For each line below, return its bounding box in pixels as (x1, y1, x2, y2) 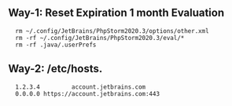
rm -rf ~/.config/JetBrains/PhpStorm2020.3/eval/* (15, 34, 185, 42)
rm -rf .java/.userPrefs (15, 41, 97, 49)
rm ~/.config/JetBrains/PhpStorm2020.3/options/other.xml (15, 27, 210, 35)
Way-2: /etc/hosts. (8, 62, 103, 75)
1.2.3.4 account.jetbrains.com (15, 82, 146, 91)
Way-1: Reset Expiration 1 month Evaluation (8, 6, 225, 20)
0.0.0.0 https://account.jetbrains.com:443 (15, 90, 160, 97)
